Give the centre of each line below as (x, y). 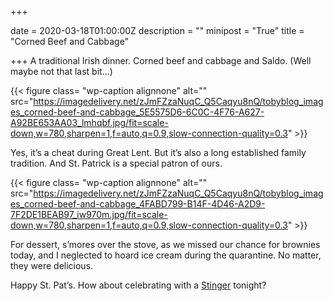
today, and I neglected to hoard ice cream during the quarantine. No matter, (166, 255)
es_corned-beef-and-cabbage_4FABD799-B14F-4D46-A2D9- (138, 204)
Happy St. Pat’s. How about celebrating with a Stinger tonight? (138, 285)
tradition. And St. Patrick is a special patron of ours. (116, 163)
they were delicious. (52, 265)
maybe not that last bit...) (61, 71)
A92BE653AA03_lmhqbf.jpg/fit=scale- (89, 122)
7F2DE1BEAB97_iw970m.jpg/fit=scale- (89, 214)
